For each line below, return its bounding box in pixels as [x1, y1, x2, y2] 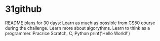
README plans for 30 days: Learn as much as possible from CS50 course [5, 20, 156, 26]
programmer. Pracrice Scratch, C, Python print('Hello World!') [5, 30, 130, 36]
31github [5, 3, 42, 15]
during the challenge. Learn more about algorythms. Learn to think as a [5, 25, 150, 31]
